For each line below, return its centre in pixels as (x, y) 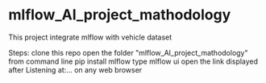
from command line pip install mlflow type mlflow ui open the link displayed (133, 61)
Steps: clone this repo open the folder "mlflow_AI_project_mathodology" (128, 52)
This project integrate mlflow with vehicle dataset (90, 37)
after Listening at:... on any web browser (75, 69)
